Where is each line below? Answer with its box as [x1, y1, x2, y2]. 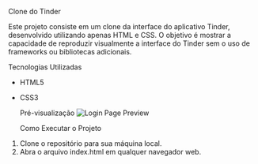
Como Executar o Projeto [19, 124, 102, 132]
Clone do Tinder [8, 7, 61, 16]
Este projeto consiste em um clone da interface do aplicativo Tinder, [8, 22, 230, 31]
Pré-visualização [19, 108, 75, 117]
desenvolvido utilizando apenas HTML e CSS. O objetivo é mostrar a [8, 31, 232, 39]
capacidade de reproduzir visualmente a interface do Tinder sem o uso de [8, 39, 251, 48]
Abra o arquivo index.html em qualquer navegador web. [19, 147, 202, 156]
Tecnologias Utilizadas [8, 62, 82, 72]
